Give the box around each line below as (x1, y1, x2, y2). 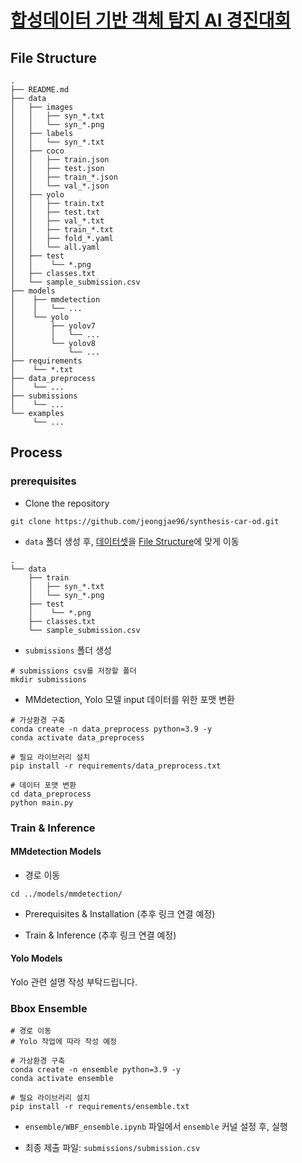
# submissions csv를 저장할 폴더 (10, 666, 137, 676)
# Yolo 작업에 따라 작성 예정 (10, 1037, 118, 1047)
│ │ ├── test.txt (10, 207, 101, 217)
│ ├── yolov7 (10, 321, 97, 331)
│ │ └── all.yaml (10, 242, 101, 252)
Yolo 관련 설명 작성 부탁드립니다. (10, 976, 138, 988)
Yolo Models (10, 952, 63, 965)
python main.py (10, 797, 74, 808)
